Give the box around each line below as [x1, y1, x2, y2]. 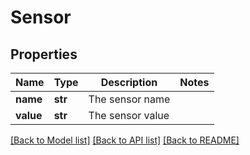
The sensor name [88, 92, 171, 106]
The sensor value [88, 109, 170, 122]
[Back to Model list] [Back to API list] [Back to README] [10, 134, 240, 146]
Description [100, 76, 158, 89]
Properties [10, 46, 78, 63]
